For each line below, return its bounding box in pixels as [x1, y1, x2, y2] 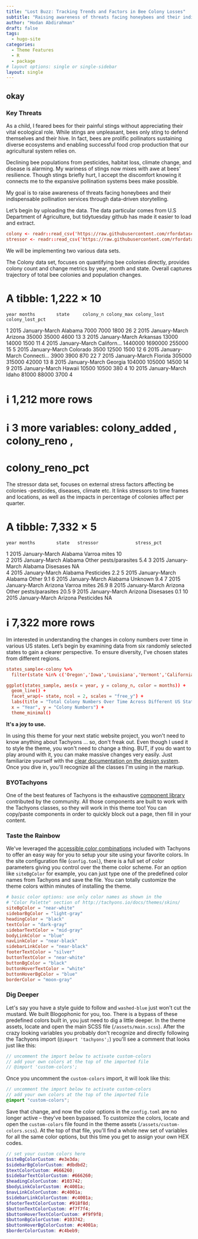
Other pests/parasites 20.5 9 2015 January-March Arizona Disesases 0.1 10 [6, 588, 189, 595]
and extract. [6, 219, 35, 227]
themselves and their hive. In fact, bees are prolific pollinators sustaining [6, 134, 183, 142]
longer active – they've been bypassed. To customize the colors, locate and [6, 1114, 190, 1121]
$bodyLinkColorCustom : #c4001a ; [6, 1184, 85, 1190]
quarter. [6, 499, 25, 506]
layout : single [6, 69, 44, 75]
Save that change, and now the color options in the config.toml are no [6, 1108, 177, 1115]
